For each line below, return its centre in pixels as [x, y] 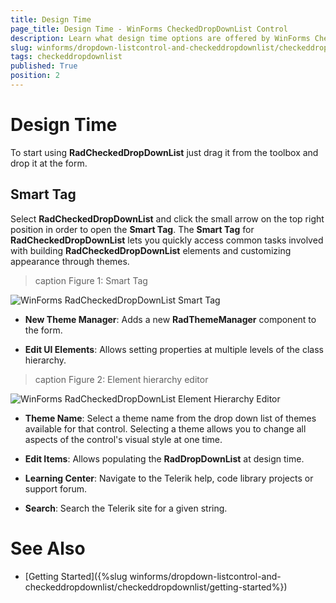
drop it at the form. [49, 163]
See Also [48, 548]
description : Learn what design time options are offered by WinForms [160, 38]
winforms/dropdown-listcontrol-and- [205, 576]
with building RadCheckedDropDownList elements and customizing [151, 250]
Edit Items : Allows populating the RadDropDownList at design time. [164, 458]
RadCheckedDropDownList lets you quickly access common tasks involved [167, 240]
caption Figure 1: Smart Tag [91, 280]
